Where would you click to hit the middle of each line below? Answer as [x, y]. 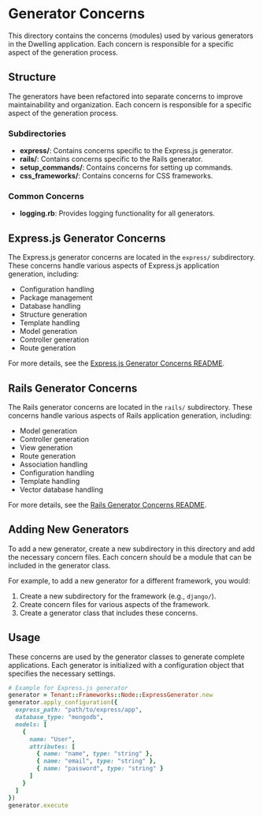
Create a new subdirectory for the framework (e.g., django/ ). [118, 596]
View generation [46, 448]
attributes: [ [52, 747]
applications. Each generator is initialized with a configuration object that [126, 665]
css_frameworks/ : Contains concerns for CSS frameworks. [116, 176]
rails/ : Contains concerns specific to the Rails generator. [111, 159]
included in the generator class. [59, 565]
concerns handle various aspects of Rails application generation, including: [130, 415]
